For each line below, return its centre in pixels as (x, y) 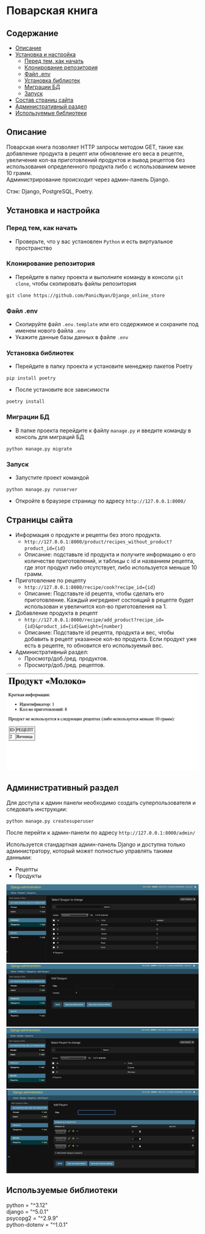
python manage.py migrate (39, 449)
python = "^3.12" (27, 1205)
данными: (19, 857)
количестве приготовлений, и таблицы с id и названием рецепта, (110, 561)
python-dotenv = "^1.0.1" (37, 1224)
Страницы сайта (40, 520)
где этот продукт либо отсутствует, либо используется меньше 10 (110, 567)
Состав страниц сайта (44, 100)
